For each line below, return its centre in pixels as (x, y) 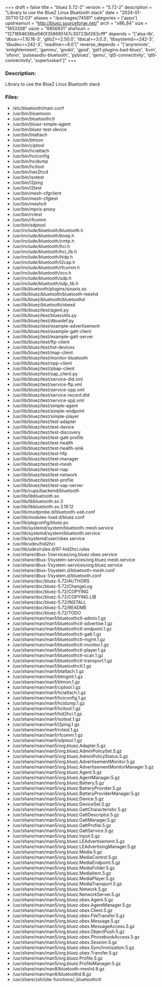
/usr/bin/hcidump (30, 161)
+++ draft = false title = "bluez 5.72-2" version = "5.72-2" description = (79, 7)
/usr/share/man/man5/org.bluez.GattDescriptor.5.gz (66, 814)
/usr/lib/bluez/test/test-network (45, 474)
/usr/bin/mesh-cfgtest (35, 198)
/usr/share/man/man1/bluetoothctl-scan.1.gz (58, 655)
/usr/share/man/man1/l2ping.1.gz (46, 724)
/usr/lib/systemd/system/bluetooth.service (56, 533)
